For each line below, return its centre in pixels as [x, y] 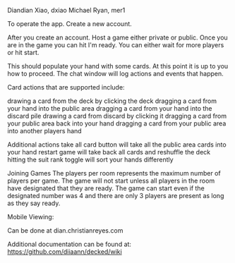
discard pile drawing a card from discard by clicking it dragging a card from [117, 116]
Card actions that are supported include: [66, 87]
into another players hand [45, 131]
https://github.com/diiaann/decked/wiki [65, 252]
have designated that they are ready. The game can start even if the [106, 188]
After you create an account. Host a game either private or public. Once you [117, 37]
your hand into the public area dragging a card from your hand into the [110, 108]
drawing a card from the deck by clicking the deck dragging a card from [112, 101]
